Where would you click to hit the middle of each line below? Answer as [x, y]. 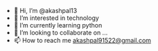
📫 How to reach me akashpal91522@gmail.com [82, 40]
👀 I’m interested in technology [56, 18]
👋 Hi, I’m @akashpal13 [45, 11]
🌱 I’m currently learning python [58, 25]
